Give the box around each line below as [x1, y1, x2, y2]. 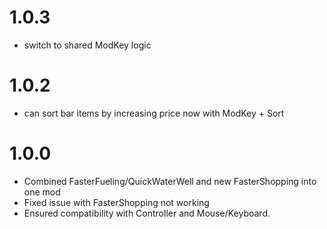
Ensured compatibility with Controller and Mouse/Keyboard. [23, 207, 271, 219]
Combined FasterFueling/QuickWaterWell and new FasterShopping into [23, 175, 317, 187]
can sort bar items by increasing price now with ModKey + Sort [23, 107, 285, 119]
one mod [23, 186, 61, 198]
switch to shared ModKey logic [23, 39, 152, 51]
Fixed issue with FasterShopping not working [23, 196, 210, 208]
